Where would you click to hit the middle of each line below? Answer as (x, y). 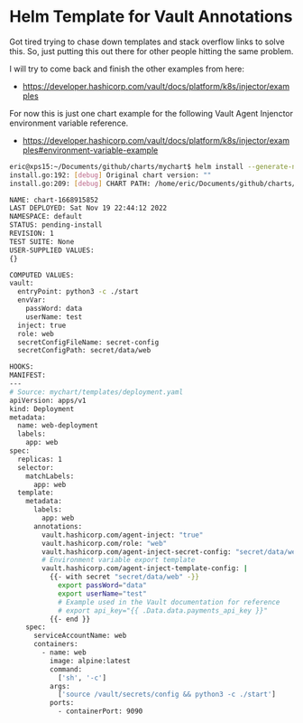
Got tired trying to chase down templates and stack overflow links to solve (147, 42)
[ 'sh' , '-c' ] (82, 678)
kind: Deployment (42, 408)
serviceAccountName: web (80, 636)
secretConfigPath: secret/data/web (84, 351)
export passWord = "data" (102, 586)
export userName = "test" (102, 594)
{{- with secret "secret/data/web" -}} (124, 577)
